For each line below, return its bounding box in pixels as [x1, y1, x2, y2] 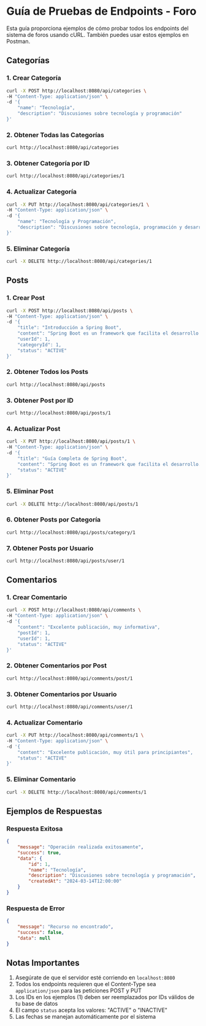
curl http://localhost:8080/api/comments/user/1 [6, 704, 133, 710]
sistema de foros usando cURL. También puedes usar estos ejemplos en [6, 31, 189, 38]
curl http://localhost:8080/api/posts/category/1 [6, 529, 136, 536]
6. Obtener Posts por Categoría [6, 515, 101, 524]
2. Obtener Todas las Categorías [6, 131, 104, 139]
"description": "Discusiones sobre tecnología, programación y [17, 224, 183, 230]
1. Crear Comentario [6, 593, 67, 602]
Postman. [6, 37, 31, 45]
